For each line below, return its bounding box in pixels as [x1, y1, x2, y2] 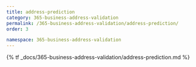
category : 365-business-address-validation [6, 15, 119, 21]
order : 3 [6, 26, 29, 32]
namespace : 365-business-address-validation [6, 37, 122, 43]
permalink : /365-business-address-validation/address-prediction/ [6, 20, 179, 26]
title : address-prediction [6, 9, 75, 15]
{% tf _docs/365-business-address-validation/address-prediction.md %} [6, 54, 191, 61]
